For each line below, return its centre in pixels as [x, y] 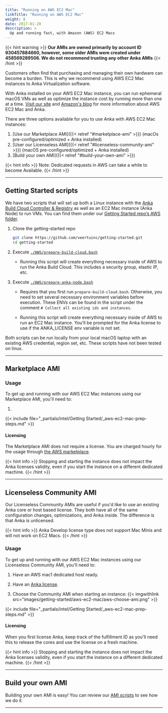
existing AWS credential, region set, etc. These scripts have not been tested [83, 343]
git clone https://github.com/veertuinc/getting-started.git [77, 238]
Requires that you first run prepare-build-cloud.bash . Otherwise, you [91, 291]
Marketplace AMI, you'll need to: [39, 399]
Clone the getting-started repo [44, 228]
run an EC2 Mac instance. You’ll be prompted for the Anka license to [90, 322]
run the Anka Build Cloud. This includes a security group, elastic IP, [89, 267]
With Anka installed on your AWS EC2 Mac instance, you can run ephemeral [83, 93]
